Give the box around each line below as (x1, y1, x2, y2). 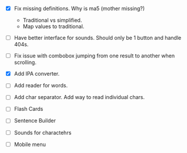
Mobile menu (14, 141, 46, 148)
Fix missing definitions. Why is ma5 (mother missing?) (14, 5, 145, 12)
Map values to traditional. (22, 23, 85, 30)
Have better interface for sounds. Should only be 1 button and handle (14, 35, 182, 42)
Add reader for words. (14, 82, 68, 89)
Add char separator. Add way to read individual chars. (14, 94, 145, 101)
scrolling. (14, 59, 36, 66)
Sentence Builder (14, 117, 56, 124)
